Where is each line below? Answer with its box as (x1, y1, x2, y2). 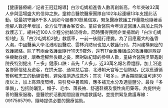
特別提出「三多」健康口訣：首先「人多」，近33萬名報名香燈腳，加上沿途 (13, 60, 162, 66)
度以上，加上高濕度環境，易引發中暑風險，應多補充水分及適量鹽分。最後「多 (5, 79, 163, 85)
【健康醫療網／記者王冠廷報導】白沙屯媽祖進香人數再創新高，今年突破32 (5, 4, 155, 10)
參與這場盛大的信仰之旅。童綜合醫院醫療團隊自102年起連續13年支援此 (9, 10, 153, 16)
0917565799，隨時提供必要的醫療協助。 (5, 98, 88, 104)
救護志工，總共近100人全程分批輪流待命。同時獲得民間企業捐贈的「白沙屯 (5, 29, 157, 35)
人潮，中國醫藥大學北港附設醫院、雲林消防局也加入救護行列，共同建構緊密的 (5, 42, 163, 47)
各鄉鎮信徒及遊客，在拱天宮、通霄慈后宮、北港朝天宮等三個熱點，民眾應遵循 (5, 67, 163, 72)
